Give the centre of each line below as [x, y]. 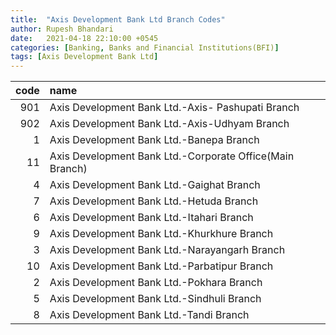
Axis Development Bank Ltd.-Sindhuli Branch [155, 299]
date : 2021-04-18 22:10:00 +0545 [84, 38]
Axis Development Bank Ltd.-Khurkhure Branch [161, 234]
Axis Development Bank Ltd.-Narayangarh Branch [167, 250]
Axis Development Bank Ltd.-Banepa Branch [154, 140]
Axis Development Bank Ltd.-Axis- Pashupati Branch [174, 108]
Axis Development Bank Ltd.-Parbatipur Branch [161, 266]
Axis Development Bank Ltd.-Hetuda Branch [154, 201]
